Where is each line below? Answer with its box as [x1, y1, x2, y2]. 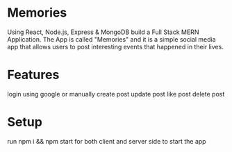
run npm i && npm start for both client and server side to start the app [7, 137, 206, 145]
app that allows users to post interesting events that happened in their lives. [7, 42, 224, 51]
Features [7, 67, 60, 83]
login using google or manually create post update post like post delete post [7, 90, 225, 98]
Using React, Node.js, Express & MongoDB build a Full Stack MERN [7, 28, 199, 36]
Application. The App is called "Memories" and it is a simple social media [7, 35, 217, 43]
